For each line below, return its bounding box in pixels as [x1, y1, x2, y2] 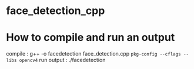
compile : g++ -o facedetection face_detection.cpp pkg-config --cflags [6, 50, 181, 57]
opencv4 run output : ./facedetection [19, 57, 106, 64]
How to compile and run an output [6, 31, 175, 44]
